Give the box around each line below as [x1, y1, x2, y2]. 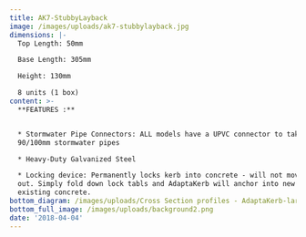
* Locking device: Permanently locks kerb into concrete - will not [17, 170, 283, 180]
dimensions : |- [9, 30, 67, 39]
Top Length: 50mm [17, 38, 84, 48]
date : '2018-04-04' [9, 213, 84, 222]
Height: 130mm [17, 72, 71, 81]
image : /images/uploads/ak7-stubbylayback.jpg [9, 22, 189, 31]
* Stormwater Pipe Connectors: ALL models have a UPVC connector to [17, 129, 283, 139]
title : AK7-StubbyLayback [9, 13, 107, 23]
